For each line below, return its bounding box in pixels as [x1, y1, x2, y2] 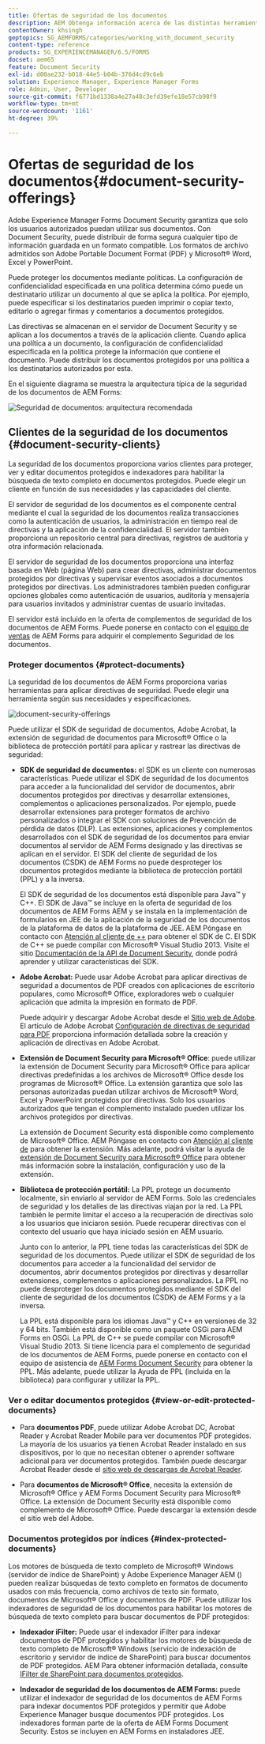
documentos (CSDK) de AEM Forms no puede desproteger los [19, 857, 222, 867]
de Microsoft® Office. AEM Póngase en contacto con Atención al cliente [19, 1136, 254, 1145]
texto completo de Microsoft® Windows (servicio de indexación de [19, 1644, 237, 1653]
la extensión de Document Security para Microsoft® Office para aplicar [19, 1061, 251, 1071]
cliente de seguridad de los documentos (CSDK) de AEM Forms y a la [19, 1292, 246, 1302]
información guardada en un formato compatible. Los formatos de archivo [8, 240, 248, 250]
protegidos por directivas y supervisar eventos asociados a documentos [8, 573, 243, 583]
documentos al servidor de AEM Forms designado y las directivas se [19, 840, 243, 850]
